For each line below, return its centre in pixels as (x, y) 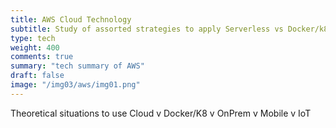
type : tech (33, 38)
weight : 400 (35, 47)
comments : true (42, 57)
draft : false (37, 76)
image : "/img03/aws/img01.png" (75, 85)
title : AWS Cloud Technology (71, 19)
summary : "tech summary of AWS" (77, 66)
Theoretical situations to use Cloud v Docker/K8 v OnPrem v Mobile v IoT (161, 113)
